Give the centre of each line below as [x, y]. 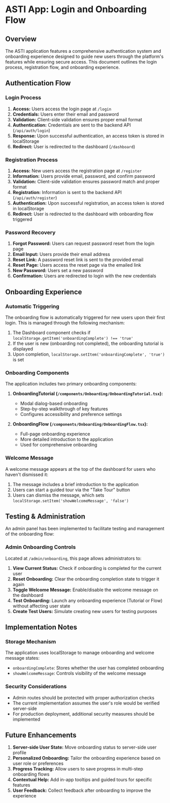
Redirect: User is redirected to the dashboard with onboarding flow [83, 214]
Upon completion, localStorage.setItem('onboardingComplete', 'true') [89, 354]
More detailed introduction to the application [66, 439]
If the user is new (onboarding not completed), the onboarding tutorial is [88, 343]
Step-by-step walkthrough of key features [64, 409]
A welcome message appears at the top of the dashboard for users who [80, 469]
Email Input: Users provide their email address [61, 254]
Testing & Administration [45, 516]
